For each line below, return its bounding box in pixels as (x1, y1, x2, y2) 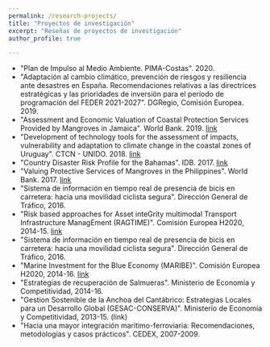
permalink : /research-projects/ (8, 11, 117, 20)
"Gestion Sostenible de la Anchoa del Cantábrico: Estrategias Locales (19, 295, 251, 305)
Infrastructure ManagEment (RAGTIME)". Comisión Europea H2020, (19, 218, 244, 228)
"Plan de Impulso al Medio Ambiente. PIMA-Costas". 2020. (19, 64, 215, 73)
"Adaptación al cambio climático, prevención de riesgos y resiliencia (19, 72, 247, 82)
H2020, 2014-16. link (19, 270, 89, 279)
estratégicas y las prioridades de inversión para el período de (19, 90, 224, 99)
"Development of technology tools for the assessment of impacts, (19, 132, 239, 142)
